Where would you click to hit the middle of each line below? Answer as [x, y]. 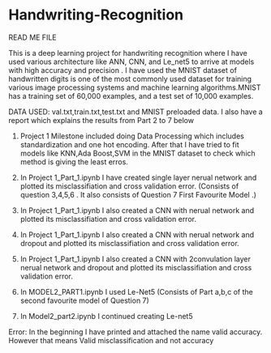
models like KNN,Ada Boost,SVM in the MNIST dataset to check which [138, 153]
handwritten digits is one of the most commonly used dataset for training [130, 79]
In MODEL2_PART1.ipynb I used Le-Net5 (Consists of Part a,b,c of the [136, 291]
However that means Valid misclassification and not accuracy [111, 340]
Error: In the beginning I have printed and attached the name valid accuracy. [135, 332]
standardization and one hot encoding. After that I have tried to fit [129, 144]
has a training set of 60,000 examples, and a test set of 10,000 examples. [131, 96]
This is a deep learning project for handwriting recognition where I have [128, 53]
